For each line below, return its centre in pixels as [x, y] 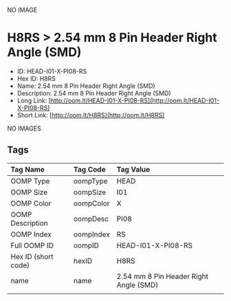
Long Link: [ [34, 100]
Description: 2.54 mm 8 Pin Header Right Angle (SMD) [94, 93]
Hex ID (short [32, 256]
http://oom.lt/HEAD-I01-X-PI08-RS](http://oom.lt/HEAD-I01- [135, 100]
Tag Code [89, 169]
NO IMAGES [24, 128]
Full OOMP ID [32, 245]
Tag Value [133, 169]
